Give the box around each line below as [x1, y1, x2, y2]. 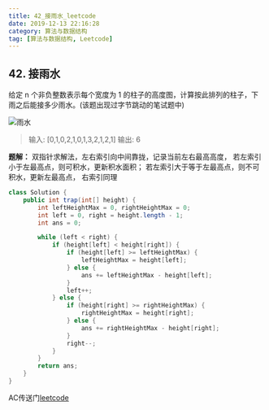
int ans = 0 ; [37, 219, 82, 227]
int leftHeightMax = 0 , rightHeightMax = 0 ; [37, 203, 191, 212]
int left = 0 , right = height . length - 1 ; [37, 211, 184, 220]
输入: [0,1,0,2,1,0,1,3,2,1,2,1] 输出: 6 [28, 135, 141, 145]
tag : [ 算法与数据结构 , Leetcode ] [8, 34, 114, 43]
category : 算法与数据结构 [8, 27, 88, 35]
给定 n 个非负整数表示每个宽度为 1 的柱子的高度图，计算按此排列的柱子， [8, 90, 252, 100]
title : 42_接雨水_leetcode [8, 11, 96, 20]
